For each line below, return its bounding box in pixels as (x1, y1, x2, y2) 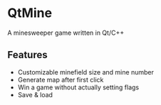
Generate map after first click (17, 75, 104, 84)
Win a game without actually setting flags (17, 83, 140, 92)
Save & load (17, 90, 53, 99)
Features (7, 49, 48, 61)
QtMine (7, 5, 52, 21)
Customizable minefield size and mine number (17, 67, 155, 76)
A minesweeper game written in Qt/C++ (7, 28, 125, 37)
